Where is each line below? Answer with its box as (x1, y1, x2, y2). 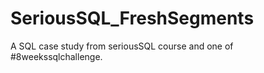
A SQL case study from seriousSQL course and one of (10, 40, 234, 52)
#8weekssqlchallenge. (10, 50, 103, 62)
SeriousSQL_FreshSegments (10, 7, 255, 30)
